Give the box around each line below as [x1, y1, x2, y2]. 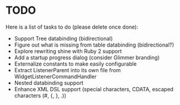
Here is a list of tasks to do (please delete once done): [5, 23, 138, 30]
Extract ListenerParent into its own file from [14, 66, 121, 73]
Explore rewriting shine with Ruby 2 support [14, 47, 122, 54]
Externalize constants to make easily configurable [14, 60, 137, 67]
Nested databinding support [14, 79, 84, 87]
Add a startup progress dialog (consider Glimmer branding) [14, 54, 160, 61]
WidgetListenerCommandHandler [14, 73, 97, 80]
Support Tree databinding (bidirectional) [14, 35, 113, 42]
